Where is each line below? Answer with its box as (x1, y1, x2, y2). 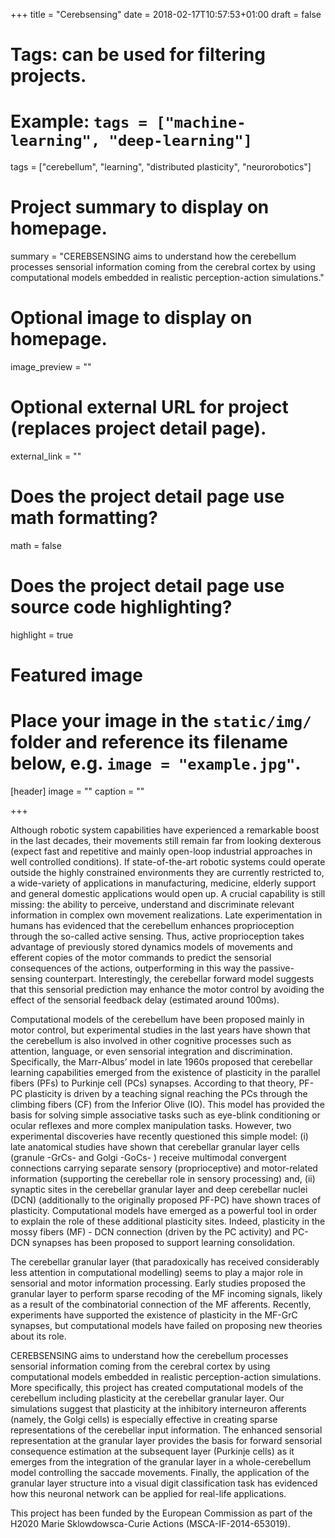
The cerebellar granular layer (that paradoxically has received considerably (10, 1255, 320, 1268)
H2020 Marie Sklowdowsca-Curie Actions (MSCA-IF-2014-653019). (10, 1517, 291, 1529)
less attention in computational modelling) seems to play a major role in (10, 1266, 304, 1278)
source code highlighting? (10, 596, 233, 619)
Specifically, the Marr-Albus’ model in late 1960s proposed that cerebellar (10, 1055, 313, 1068)
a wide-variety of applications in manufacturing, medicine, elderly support (10, 877, 317, 889)
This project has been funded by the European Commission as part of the (10, 1507, 313, 1519)
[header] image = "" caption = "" (10, 785, 145, 797)
